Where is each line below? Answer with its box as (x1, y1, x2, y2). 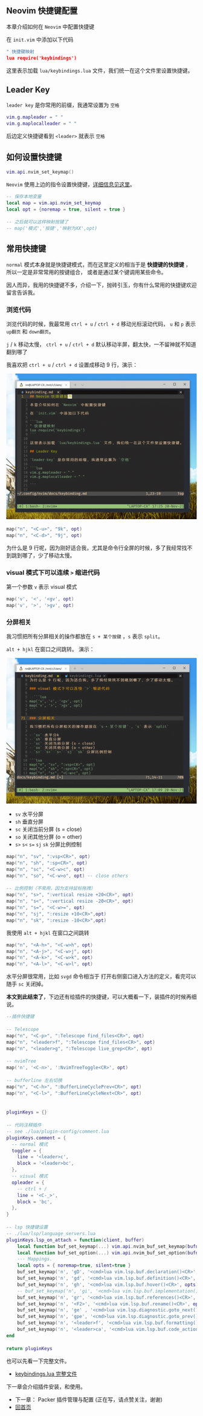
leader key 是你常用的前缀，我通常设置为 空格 (6, 102, 120, 109)
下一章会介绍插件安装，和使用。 (6, 1383, 86, 1390)
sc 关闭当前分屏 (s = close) (14, 825, 83, 833)
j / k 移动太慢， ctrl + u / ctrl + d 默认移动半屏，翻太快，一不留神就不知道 (6, 341, 196, 348)
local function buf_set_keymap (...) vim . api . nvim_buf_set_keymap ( (17, 1243, 188, 1250)
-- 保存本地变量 (6, 193, 42, 200)
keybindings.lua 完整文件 (14, 1370, 77, 1377)
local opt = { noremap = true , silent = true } (6, 206, 126, 212)
